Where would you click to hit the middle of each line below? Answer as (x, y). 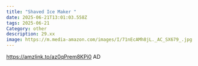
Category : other (26, 28)
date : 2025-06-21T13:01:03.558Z (47, 17)
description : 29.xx (31, 34)
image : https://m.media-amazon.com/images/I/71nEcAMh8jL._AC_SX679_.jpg (99, 40)
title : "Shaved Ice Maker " (42, 12)
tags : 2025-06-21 (28, 23)
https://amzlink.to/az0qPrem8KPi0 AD (54, 57)
